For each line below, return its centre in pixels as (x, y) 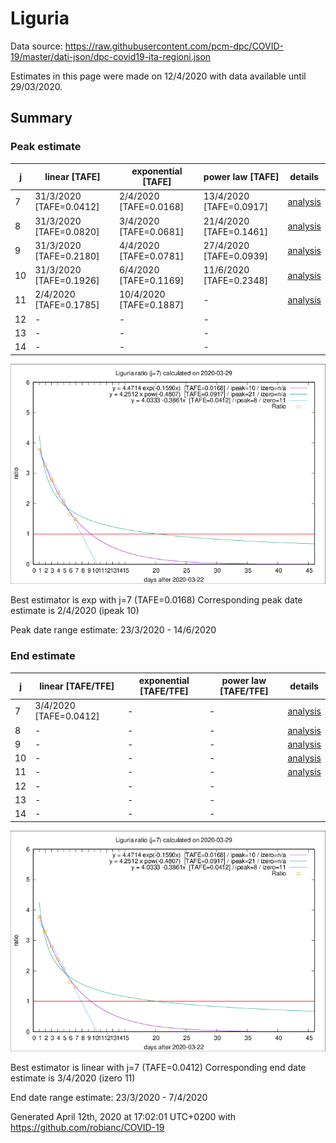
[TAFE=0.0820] (67, 231)
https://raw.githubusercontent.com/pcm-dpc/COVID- (174, 46)
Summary (41, 118)
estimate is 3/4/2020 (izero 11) (73, 1078)
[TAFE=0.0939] (236, 256)
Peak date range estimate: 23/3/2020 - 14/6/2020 (113, 630)
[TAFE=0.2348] (236, 281)
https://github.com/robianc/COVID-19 (87, 1127)
